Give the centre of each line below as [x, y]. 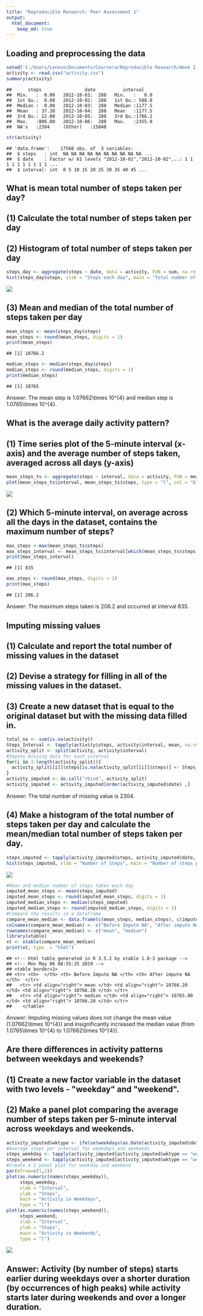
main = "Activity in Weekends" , [60, 1233]
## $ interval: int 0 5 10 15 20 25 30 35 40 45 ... [77, 170]
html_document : [31, 23]
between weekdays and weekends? [75, 1059]
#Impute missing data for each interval [58, 756]
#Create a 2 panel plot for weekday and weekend [69, 1165]
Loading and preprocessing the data [76, 53]
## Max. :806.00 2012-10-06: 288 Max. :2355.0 [79, 121]
